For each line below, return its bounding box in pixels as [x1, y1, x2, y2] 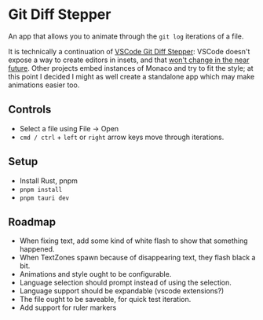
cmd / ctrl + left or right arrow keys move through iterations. [19, 132, 225, 142]
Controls [8, 103, 52, 116]
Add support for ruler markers [19, 303, 117, 312]
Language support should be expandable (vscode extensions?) [19, 286, 225, 296]
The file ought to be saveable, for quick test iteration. [19, 295, 192, 304]
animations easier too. [8, 80, 80, 90]
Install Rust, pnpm [19, 175, 79, 186]
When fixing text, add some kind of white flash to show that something [19, 236, 249, 245]
